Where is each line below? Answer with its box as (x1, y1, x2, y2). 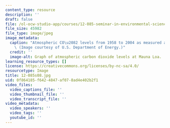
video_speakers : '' (10, 106, 51, 111)
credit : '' (10, 49, 33, 54)
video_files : (5, 82, 33, 87)
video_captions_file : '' (10, 87, 62, 92)
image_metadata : (5, 36, 39, 41)
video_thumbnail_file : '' (10, 92, 65, 97)
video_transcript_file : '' (10, 96, 67, 101)
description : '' (5, 12, 39, 17)
